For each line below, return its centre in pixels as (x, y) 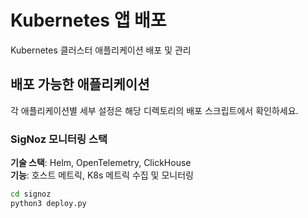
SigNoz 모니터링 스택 (59, 139)
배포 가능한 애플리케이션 (80, 84)
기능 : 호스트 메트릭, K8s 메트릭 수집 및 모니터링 (102, 175)
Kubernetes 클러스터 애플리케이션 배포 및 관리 (101, 50)
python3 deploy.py (48, 203)
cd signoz (31, 194)
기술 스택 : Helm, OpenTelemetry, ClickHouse (101, 163)
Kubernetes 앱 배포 (88, 20)
